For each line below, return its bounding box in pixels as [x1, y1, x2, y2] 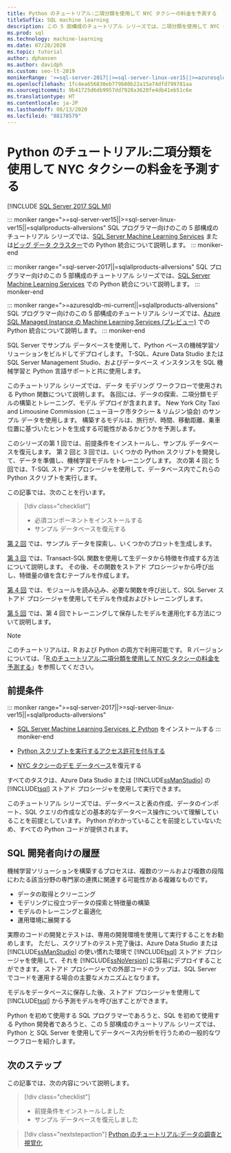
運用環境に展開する [16, 916, 72, 924]
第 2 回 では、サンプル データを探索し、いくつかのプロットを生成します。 [7, 539, 216, 547]
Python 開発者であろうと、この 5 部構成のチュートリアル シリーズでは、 [14, 1020, 219, 1028]
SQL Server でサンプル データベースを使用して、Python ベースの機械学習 [7, 341, 214, 349]
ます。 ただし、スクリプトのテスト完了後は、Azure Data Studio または [19, 939, 218, 947]
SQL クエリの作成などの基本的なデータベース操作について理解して [25, 808, 213, 816]
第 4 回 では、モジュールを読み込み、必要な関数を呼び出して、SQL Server [7, 586, 217, 594]
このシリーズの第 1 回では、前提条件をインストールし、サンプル [7, 438, 188, 447]
